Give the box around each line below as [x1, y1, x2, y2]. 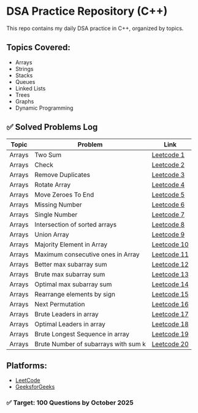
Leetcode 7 [151, 210, 185, 219]
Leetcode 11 [151, 250, 189, 259]
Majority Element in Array [34, 240, 108, 249]
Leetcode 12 [151, 260, 189, 268]
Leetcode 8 [151, 220, 185, 229]
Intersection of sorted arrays [34, 220, 117, 229]
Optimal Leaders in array [34, 320, 105, 328]
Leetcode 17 [151, 309, 189, 318]
